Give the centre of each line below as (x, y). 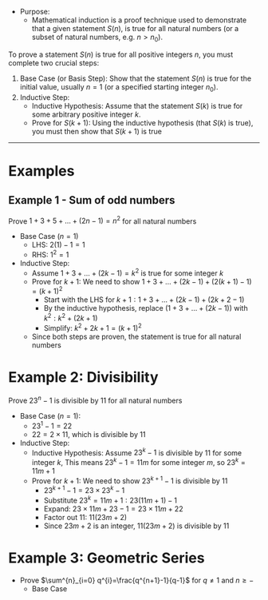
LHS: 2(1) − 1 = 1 (58, 245)
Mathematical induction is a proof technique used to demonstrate (139, 20)
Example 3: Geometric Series (106, 558)
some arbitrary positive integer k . (86, 114)
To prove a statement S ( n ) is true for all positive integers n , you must (121, 54)
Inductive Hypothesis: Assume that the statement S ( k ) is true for (137, 105)
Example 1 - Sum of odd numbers (92, 200)
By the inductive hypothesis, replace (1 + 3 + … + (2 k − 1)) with (146, 308)
